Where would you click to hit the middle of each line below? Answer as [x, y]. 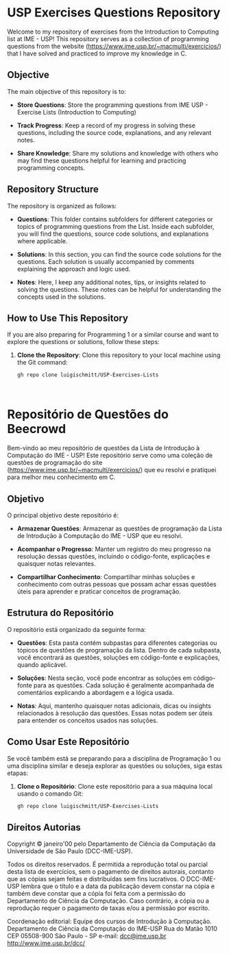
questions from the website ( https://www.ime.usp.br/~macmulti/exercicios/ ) [114, 46]
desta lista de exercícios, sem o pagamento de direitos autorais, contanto [110, 872]
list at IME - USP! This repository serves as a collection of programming [108, 38]
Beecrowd [37, 429]
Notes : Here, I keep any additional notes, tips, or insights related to [111, 282]
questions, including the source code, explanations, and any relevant [114, 132]
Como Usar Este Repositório [68, 742]
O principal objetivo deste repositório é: [63, 515]
